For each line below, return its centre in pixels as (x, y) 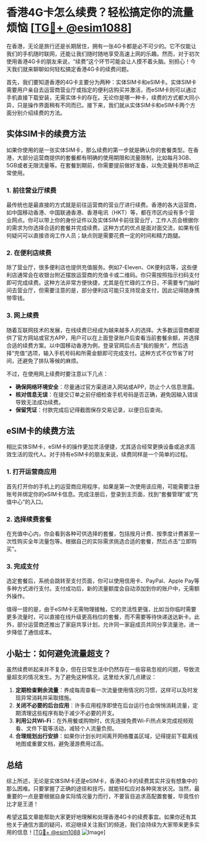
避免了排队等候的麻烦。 (52, 361)
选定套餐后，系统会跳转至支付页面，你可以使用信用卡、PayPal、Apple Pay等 (103, 581)
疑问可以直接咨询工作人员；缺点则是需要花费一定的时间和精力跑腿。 (97, 235)
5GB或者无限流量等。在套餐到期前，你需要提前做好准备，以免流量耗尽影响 (100, 165)
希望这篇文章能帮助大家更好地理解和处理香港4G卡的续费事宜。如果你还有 (99, 817)
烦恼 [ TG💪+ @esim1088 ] (69, 28)
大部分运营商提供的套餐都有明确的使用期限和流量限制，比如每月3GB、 (106, 158)
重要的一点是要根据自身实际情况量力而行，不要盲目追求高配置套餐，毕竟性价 (103, 796)
